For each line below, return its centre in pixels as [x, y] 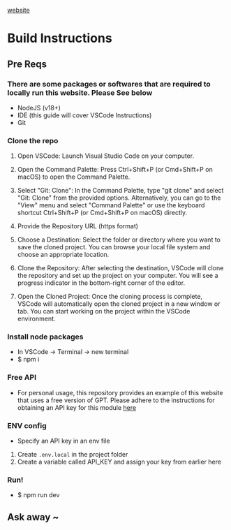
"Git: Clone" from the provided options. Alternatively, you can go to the [119, 198]
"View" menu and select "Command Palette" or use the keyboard [111, 205]
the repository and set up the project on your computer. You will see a [118, 276]
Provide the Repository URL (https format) [77, 226]
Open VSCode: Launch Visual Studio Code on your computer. [105, 156]
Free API [22, 378]
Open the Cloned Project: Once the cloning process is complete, [110, 297]
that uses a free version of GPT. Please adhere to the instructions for [116, 400]
